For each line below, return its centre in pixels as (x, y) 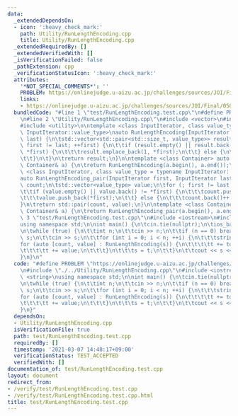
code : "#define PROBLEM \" (53, 264)
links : (30, 100)
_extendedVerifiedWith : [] (53, 54)
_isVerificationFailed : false (58, 60)
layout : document (33, 376)
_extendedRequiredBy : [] (50, 47)
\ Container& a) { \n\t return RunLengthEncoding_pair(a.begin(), (117, 212)
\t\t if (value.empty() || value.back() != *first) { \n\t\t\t (112, 192)
